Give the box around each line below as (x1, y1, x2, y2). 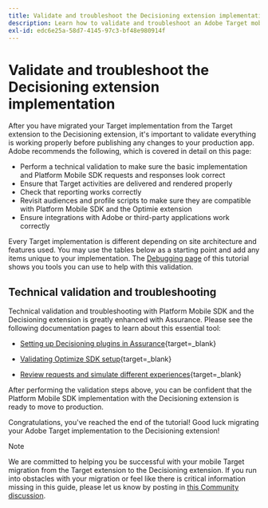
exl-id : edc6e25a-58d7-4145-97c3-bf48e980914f (8, 26, 166, 34)
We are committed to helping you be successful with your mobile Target (8, 457, 245, 467)
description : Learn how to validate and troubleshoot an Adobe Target (8, 19, 248, 27)
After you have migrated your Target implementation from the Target (8, 121, 233, 131)
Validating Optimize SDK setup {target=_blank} (19, 354, 172, 364)
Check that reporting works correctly (19, 187, 142, 197)
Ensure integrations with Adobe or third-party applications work (19, 213, 230, 222)
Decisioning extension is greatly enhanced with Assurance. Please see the (8, 315, 253, 325)
